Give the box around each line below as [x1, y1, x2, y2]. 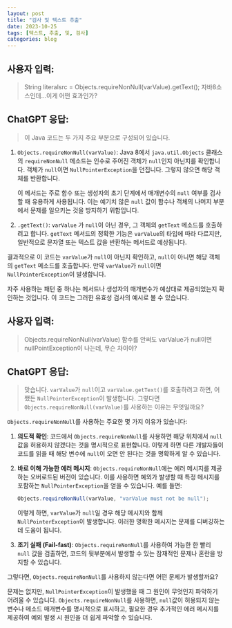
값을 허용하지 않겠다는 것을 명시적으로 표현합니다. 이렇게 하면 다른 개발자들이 [17, 441, 224, 450]
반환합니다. [30, 174, 60, 182]
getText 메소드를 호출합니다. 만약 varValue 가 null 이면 [14, 261, 162, 270]
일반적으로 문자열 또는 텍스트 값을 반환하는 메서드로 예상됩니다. [17, 238, 188, 246]
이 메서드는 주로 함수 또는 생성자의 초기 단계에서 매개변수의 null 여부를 [17, 188, 209, 197]
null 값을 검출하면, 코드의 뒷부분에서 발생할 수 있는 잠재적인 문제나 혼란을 [17, 549, 216, 557]
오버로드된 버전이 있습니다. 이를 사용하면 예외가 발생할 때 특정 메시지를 [30, 473, 220, 481]
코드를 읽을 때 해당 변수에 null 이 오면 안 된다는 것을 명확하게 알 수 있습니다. [17, 450, 221, 458]
